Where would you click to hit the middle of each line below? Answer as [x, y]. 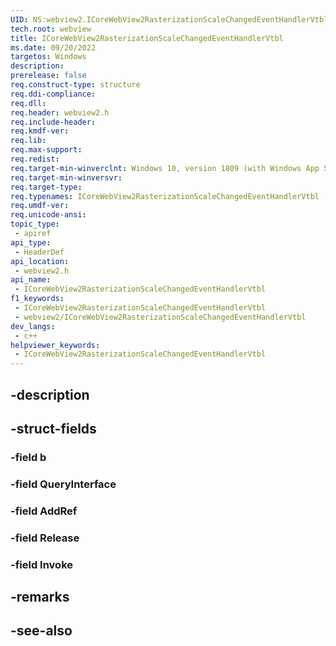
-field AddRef [44, 511]
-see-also [41, 631]
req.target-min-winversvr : [66, 177]
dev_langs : [33, 326]
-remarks [40, 596]
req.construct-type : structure [75, 85]
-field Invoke [42, 564]
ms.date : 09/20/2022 [53, 47]
